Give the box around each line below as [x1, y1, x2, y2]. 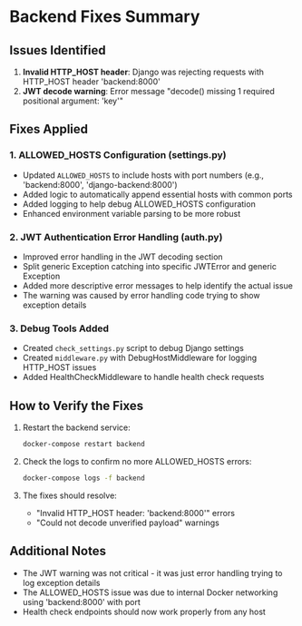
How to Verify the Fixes [9, 397, 144, 414]
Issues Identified [9, 43, 106, 58]
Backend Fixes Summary [9, 6, 200, 27]
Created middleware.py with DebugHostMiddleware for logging [22, 352, 257, 364]
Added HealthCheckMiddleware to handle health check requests [22, 372, 265, 383]
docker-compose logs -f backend [22, 474, 145, 483]
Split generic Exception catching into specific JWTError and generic [22, 260, 277, 271]
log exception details [22, 577, 102, 588]
